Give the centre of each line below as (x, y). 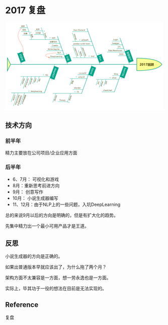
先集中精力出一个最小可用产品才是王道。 (47, 226)
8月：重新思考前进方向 (36, 185)
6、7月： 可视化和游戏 (36, 179)
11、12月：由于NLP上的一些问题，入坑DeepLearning (66, 204)
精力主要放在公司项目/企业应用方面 (41, 153)
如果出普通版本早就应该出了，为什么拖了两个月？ (56, 267)
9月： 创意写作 (28, 192)
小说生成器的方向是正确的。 (34, 256)
